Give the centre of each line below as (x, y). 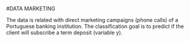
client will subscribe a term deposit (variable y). (64, 33)
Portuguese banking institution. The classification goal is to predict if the (95, 26)
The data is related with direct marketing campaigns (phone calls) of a (92, 20)
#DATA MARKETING (31, 9)
